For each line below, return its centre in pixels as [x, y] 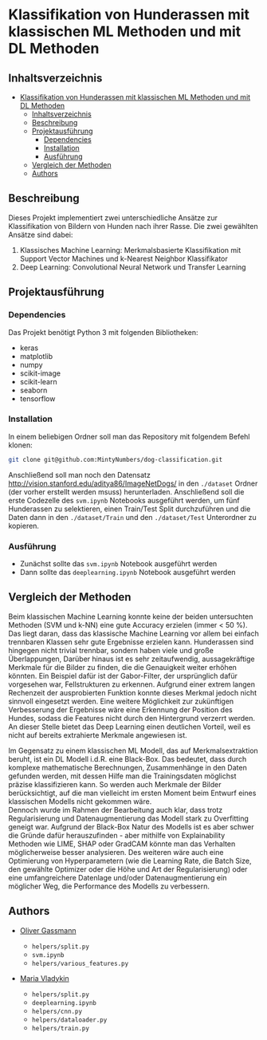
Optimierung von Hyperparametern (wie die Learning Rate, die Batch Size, [130, 861]
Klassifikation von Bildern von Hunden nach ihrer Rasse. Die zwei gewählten [133, 226]
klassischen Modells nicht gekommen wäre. [80, 801]
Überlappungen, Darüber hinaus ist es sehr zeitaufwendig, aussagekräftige [132, 659]
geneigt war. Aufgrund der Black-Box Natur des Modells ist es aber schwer [131, 826]
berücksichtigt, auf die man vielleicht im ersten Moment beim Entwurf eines [132, 793]
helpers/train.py [61, 1028]
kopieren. [24, 526]
